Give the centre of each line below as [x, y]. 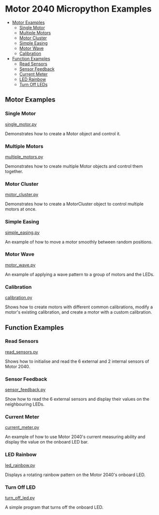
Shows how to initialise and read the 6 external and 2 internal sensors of [77, 361]
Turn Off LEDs [33, 84]
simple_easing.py [22, 232]
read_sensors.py [22, 352]
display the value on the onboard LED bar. [47, 442]
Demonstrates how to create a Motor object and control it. [63, 133]
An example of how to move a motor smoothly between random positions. [79, 242]
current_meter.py [22, 427]
